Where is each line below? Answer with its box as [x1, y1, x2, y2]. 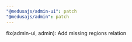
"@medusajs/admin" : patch [6, 14, 69, 20]
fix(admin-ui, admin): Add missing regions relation [6, 29, 127, 36]
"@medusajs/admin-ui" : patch [6, 8, 77, 14]
